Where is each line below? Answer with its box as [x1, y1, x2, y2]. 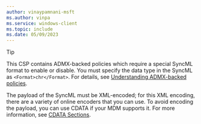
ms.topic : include [6, 26, 53, 32]
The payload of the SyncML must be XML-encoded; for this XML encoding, [6, 92, 196, 99]
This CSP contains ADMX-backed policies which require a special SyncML [6, 60, 193, 68]
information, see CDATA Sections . [6, 111, 91, 119]
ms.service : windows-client [6, 20, 78, 26]
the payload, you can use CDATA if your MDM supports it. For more [6, 104, 175, 112]
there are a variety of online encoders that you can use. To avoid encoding [6, 98, 194, 106]
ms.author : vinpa [6, 15, 51, 21]
